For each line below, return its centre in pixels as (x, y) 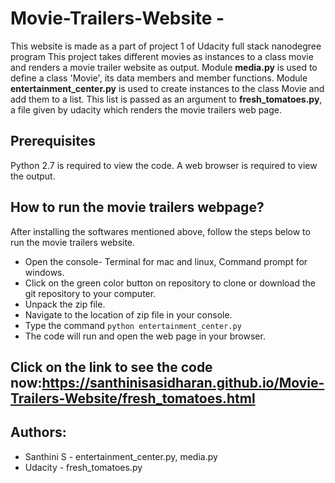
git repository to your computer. (90, 293)
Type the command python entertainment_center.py (133, 325)
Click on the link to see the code (111, 367)
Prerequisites (53, 141)
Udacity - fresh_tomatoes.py (83, 467)
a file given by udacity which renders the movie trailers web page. (146, 109)
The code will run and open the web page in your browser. (145, 336)
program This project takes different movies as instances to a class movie (162, 56)
